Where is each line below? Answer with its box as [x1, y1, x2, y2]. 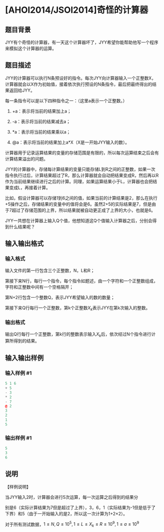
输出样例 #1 [5, 434, 32, 441]
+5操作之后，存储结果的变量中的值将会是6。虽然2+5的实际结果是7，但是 [5, 201, 152, 207]
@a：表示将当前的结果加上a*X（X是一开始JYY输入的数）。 [12, 139, 130, 145]
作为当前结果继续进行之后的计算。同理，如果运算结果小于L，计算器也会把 [5, 178, 153, 184]
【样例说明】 [5, 484, 31, 489]
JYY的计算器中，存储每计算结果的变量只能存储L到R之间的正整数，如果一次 [5, 166, 155, 172]
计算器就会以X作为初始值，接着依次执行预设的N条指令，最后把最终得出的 [5, 81, 153, 87]
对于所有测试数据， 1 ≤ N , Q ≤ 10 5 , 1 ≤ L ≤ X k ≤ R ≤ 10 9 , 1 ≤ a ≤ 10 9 [5, 520, 139, 529]
